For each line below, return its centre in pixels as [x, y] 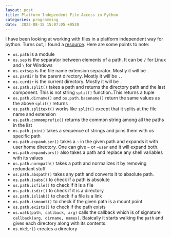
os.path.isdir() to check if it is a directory [58, 191]
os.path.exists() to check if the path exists [59, 207]
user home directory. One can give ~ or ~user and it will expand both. [85, 147]
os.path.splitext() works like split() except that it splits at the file [84, 109]
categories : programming [32, 19]
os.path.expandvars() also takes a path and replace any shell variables [88, 152]
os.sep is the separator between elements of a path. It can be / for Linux [89, 60]
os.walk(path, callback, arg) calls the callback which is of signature [87, 212]
